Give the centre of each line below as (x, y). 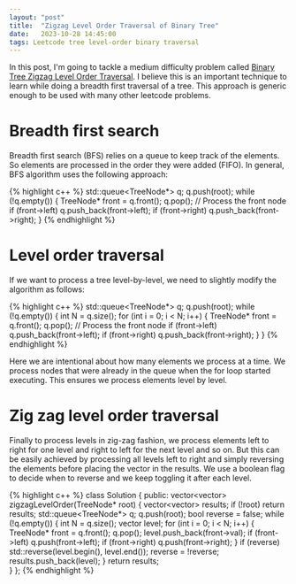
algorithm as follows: (47, 289)
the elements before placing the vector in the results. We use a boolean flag (147, 469)
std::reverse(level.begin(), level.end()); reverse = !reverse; (114, 552)
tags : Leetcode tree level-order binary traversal (104, 42)
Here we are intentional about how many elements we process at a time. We (147, 361)
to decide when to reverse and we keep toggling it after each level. (130, 478)
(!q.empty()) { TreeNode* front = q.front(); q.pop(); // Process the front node (148, 201)
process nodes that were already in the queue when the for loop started (140, 371)
